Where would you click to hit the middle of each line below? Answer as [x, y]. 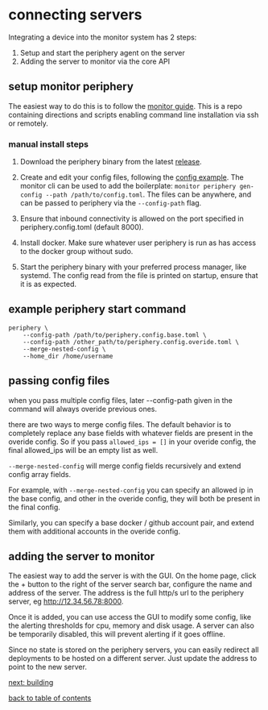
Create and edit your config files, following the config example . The [132, 177]
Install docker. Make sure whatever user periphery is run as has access [138, 243]
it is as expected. [48, 284]
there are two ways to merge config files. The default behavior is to [120, 424]
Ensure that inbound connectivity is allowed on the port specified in [132, 218]
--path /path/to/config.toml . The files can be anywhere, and [148, 194]
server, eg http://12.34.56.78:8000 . [66, 601]
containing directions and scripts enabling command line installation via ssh [134, 114]
